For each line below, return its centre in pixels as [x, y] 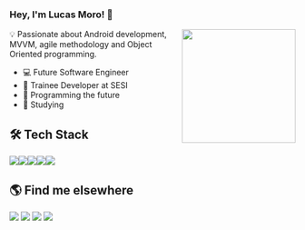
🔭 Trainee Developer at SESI [75, 85]
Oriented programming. [53, 55]
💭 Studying [43, 105]
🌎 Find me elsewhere [72, 190]
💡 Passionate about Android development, [89, 35]
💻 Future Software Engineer [76, 73]
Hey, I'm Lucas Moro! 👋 [61, 15]
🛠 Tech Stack [49, 134]
